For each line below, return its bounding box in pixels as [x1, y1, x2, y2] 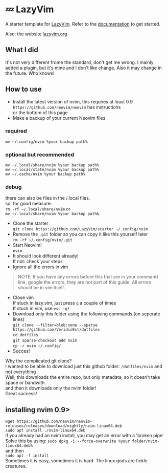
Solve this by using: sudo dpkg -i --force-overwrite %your [5, 438, 130, 444]
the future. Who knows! [5, 70, 55, 76]
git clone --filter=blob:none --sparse [12, 322, 98, 328]
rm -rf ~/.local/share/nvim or [5, 206, 70, 212]
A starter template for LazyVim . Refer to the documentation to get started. [5, 20, 161, 27]
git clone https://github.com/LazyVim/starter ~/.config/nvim [12, 227, 148, 232]
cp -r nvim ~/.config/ [12, 343, 61, 349]
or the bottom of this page [12, 109, 68, 116]
